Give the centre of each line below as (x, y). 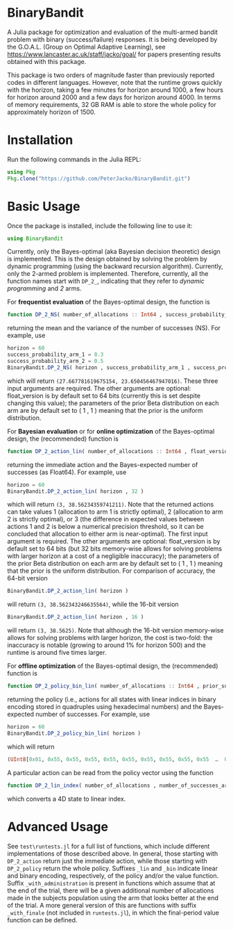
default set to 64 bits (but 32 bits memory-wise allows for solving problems (115, 549)
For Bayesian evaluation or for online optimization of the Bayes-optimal (111, 431)
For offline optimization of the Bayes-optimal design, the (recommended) (113, 666)
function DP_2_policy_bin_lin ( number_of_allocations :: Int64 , (103, 686)
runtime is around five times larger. (57, 653)
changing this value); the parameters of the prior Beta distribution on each (113, 403)
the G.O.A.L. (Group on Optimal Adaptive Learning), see (86, 47)
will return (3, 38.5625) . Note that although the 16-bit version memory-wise (115, 630)
